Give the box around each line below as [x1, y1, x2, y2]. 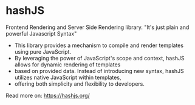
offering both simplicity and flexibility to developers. [14, 80, 145, 87]
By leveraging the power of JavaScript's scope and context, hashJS [14, 54, 185, 62]
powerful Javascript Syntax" [5, 30, 77, 37]
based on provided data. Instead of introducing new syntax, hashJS [14, 67, 184, 74]
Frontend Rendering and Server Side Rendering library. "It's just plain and [5, 24, 190, 31]
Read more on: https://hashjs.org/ [5, 92, 91, 99]
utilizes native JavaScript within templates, [14, 74, 121, 81]
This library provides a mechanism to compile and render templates [14, 42, 183, 49]
